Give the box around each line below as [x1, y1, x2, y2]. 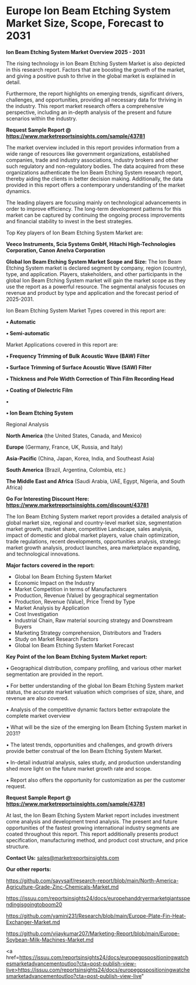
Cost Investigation [14, 610, 59, 617]
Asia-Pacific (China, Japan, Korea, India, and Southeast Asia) [6, 455, 155, 462]
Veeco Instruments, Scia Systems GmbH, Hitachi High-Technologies [6, 240, 176, 247]
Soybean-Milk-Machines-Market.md [6, 936, 94, 943]
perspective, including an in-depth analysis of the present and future [6, 109, 172, 116]
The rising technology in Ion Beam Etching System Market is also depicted [6, 60, 185, 67]
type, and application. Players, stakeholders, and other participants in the [6, 270, 183, 277]
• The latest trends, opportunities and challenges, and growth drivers [6, 741, 173, 748]
